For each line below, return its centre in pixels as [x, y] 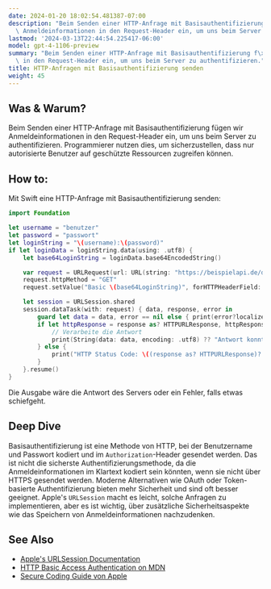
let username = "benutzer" [54, 228]
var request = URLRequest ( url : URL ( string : [97, 272]
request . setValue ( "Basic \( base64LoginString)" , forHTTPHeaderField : [142, 287]
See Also [31, 539]
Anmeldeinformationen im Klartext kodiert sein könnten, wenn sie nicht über [135, 471]
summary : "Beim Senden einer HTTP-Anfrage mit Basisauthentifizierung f [133, 53]
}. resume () [41, 370]
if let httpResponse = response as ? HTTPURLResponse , [129, 324]
